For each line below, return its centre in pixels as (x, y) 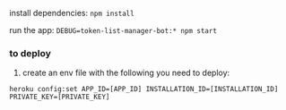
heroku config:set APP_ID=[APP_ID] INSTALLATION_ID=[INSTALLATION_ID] (144, 89)
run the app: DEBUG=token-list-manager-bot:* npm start (113, 30)
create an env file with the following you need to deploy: (126, 73)
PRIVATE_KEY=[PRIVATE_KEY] (60, 97)
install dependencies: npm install (72, 13)
